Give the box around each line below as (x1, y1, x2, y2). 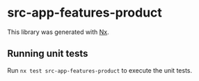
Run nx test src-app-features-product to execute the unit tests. (7, 66, 193, 74)
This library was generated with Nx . (7, 28, 109, 36)
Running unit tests (7, 48, 88, 60)
